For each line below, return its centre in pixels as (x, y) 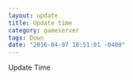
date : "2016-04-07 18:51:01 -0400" (67, 45)
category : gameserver (44, 30)
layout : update (33, 15)
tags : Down (26, 38)
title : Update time (40, 23)
